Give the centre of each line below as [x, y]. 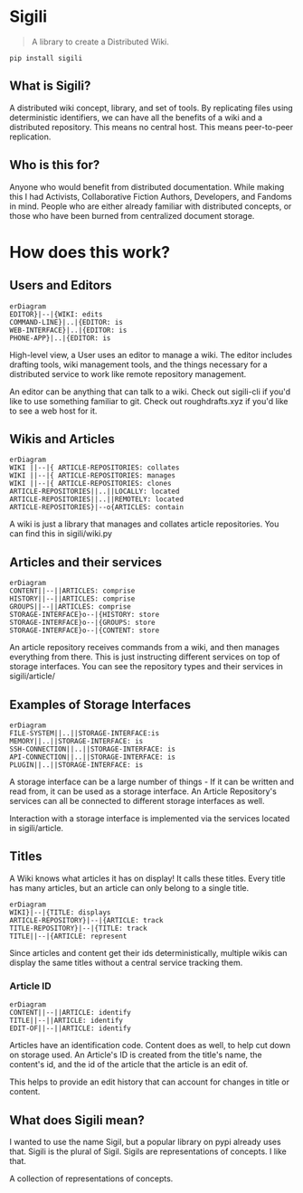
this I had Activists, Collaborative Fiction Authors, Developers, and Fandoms [151, 196]
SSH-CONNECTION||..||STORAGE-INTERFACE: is [93, 749]
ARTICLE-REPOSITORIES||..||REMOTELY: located [96, 499]
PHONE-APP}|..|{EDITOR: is [60, 338]
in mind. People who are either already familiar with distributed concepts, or [151, 206]
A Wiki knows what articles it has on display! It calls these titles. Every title [147, 878]
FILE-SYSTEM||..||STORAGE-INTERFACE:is [85, 734]
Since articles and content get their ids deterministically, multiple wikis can [148, 952]
